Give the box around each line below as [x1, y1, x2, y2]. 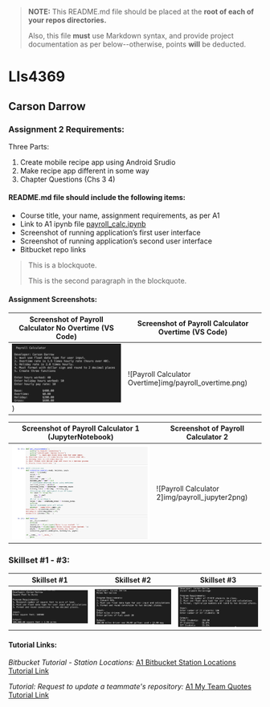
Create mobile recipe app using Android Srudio [19, 157, 176, 167]
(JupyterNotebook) [47, 432, 114, 442]
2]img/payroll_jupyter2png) [156, 492, 248, 501]
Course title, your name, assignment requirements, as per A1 [19, 210, 220, 220]
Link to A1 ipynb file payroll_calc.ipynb [19, 219, 146, 229]
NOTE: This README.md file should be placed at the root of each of [27, 7, 255, 16]
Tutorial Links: [8, 640, 58, 649]
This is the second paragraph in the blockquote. [27, 276, 187, 286]
